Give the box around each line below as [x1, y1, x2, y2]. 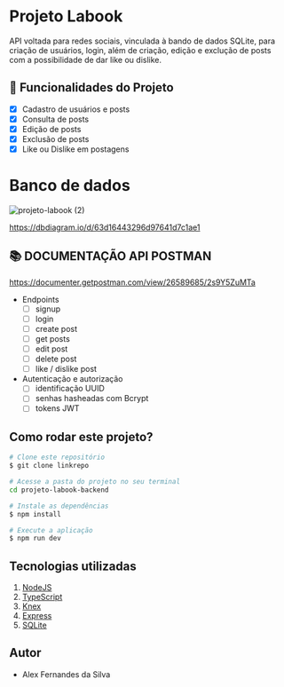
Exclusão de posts [21, 133, 90, 144]
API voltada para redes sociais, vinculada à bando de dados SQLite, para [9, 36, 276, 46]
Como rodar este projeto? [9, 429, 154, 445]
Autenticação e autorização [21, 374, 123, 384]
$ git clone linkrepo [9, 462, 90, 470]
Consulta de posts [21, 114, 90, 124]
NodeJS [21, 582, 52, 593]
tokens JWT [35, 403, 80, 414]
